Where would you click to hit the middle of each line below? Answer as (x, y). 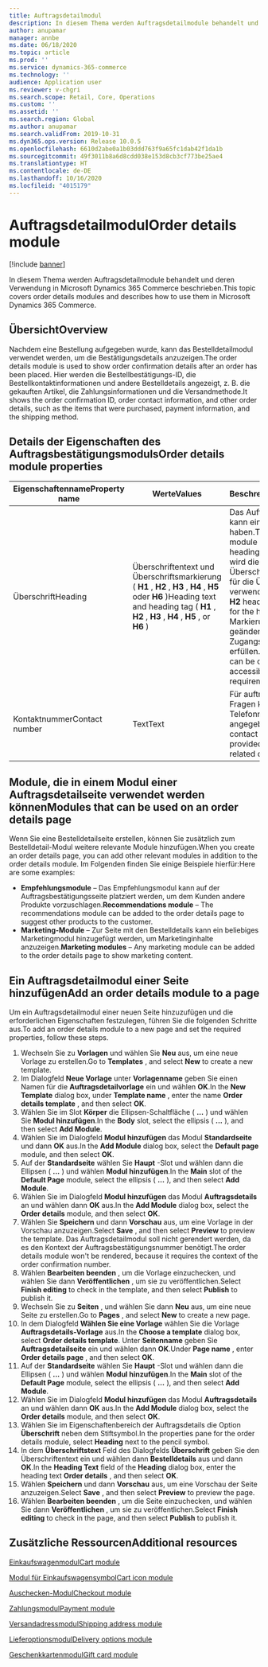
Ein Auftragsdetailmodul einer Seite (99, 981)
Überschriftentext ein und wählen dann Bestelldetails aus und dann (132, 1459)
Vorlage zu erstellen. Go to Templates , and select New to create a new (137, 1061)
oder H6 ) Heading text (174, 597)
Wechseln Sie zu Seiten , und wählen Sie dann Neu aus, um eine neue (136, 1307)
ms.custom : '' (33, 104)
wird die (245, 562)
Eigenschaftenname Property (69, 489)
